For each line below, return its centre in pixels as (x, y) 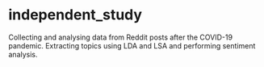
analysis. (23, 54)
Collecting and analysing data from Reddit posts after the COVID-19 (120, 37)
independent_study (75, 15)
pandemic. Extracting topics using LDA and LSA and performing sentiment (132, 45)
